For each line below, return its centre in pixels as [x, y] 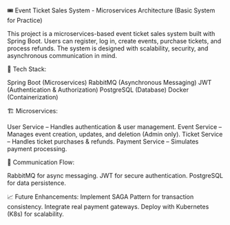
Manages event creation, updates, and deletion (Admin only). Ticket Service [115, 134]
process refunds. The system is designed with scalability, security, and [108, 48]
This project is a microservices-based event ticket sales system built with [111, 33]
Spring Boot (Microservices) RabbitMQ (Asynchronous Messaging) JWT [109, 82]
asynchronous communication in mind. [62, 56]
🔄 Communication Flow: [41, 162]
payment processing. [37, 149]
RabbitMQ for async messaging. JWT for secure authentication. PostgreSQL [115, 176]
